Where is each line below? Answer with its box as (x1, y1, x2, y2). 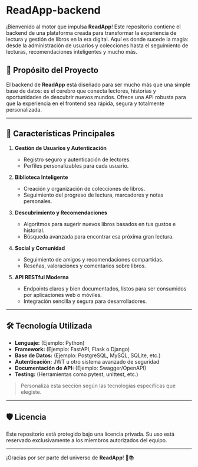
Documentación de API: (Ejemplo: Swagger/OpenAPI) (14, 364, 147, 372)
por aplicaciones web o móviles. (23, 291, 102, 298)
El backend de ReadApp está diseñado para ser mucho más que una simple (6, 81, 190, 88)
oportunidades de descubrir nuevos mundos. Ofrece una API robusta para (6, 93, 187, 100)
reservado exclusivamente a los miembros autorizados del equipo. (6, 437, 167, 444)
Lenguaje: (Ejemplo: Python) (14, 339, 85, 347)
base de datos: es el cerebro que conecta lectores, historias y (6, 87, 156, 94)
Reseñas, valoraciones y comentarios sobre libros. (23, 262, 146, 269)
